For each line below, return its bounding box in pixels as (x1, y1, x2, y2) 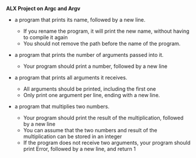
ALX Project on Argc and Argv (6, 5, 81, 12)
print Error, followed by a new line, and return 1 (23, 146, 136, 152)
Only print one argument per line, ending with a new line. (23, 92, 160, 98)
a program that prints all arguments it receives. (14, 74, 128, 81)
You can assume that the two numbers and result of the (23, 127, 157, 133)
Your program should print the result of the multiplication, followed (23, 114, 184, 121)
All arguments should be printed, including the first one (23, 85, 156, 92)
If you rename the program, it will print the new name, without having (23, 28, 190, 35)
